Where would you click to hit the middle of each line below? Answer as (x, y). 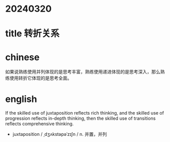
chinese (22, 57)
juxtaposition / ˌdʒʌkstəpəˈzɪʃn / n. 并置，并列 (60, 134)
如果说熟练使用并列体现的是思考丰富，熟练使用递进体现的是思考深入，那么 (83, 72)
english (21, 99)
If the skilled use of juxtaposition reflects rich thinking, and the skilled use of (85, 113)
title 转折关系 (32, 34)
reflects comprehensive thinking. (39, 124)
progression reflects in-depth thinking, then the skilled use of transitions (80, 118)
